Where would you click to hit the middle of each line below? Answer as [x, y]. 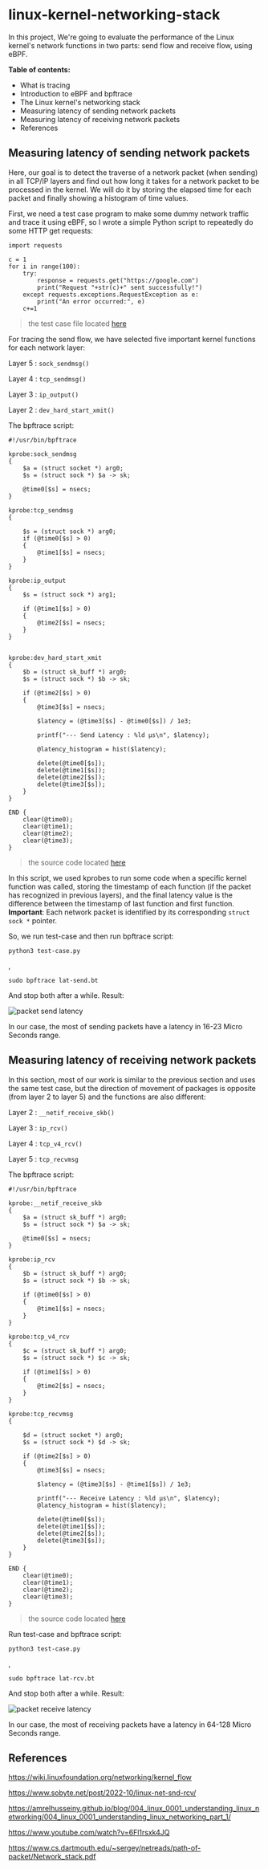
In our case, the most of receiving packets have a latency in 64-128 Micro [130, 1724]
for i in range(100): [45, 267]
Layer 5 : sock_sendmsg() [49, 363]
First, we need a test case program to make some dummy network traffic [129, 214]
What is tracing [45, 85]
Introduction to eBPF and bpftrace [76, 93]
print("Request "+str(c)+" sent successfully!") [120, 287]
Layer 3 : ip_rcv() [38, 1128]
